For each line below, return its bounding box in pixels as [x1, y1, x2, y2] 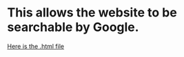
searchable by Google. [7, 19, 139, 35]
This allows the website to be [7, 5, 177, 21]
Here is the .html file [7, 42, 64, 50]
